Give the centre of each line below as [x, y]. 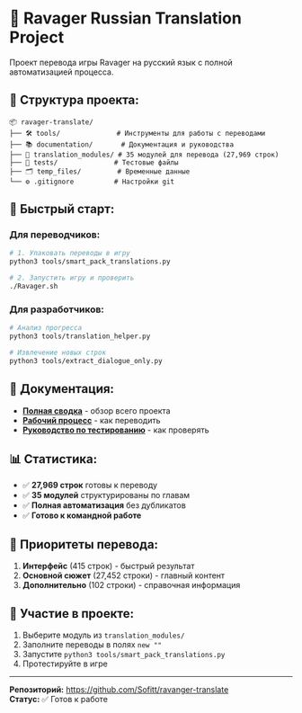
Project [37, 37]
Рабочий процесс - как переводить [91, 420]
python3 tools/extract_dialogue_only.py [86, 361]
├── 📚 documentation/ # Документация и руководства [122, 144]
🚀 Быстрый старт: [62, 209]
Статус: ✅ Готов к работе [58, 699]
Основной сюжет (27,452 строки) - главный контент [124, 575]
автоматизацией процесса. [62, 72]
